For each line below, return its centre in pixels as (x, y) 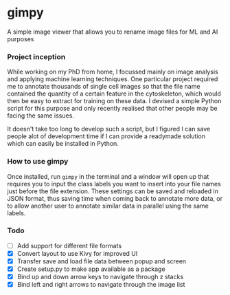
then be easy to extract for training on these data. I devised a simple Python (114, 101)
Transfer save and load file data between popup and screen (102, 261)
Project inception (36, 56)
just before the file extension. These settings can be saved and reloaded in (113, 191)
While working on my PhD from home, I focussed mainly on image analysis (113, 72)
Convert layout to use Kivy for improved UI (77, 253)
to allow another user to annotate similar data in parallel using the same (108, 206)
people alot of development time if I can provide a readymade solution (106, 136)
